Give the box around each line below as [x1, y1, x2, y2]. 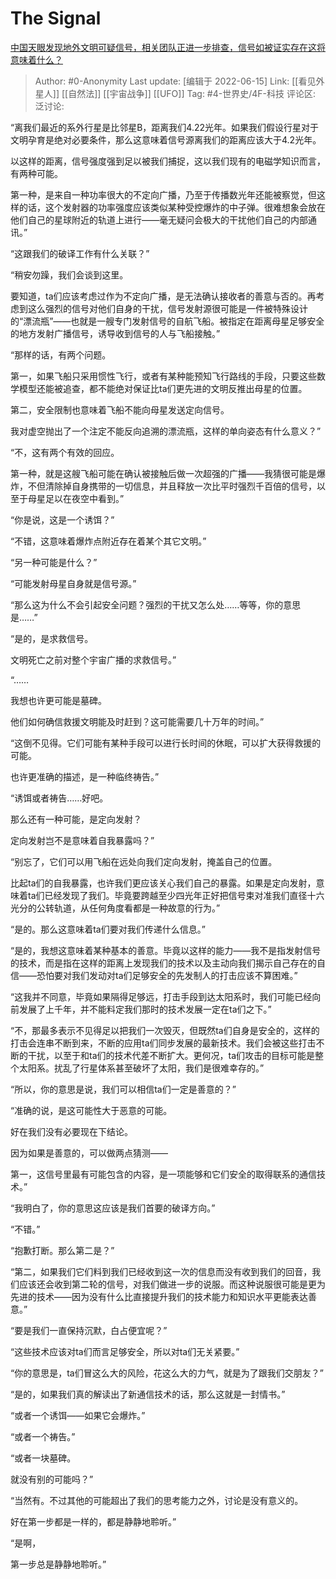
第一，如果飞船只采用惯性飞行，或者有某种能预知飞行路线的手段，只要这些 [10, 370, 317, 382]
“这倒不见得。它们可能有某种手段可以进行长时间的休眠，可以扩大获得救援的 [10, 737, 322, 749]
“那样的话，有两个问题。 [10, 348, 112, 361]
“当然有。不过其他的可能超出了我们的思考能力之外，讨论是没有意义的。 [10, 1494, 304, 1506]
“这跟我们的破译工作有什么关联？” [10, 247, 150, 259]
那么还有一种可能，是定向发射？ [10, 813, 142, 825]
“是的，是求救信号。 [10, 632, 94, 644]
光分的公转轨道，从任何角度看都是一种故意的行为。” [10, 902, 221, 914]
